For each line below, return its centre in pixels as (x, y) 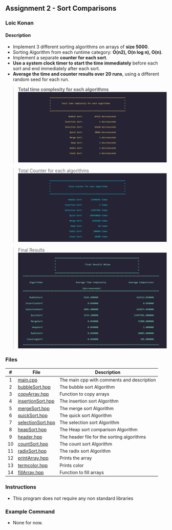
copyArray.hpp (33, 394)
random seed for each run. (41, 79)
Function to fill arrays (82, 472)
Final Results (31, 250)
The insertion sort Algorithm (89, 401)
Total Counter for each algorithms (53, 171)
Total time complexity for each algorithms (63, 89)
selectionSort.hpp (36, 422)
